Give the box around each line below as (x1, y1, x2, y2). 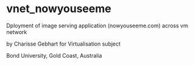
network (6, 28, 27, 35)
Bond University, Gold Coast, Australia (6, 52, 102, 59)
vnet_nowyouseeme (6, 2, 111, 16)
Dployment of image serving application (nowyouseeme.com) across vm (6, 22, 189, 29)
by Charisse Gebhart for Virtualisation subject (6, 40, 121, 47)
